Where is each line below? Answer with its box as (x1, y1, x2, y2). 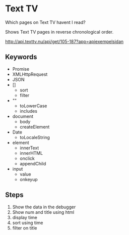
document (12, 113, 34, 119)
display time (12, 214, 37, 220)
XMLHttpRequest (12, 71, 48, 77)
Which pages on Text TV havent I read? (5, 19, 86, 25)
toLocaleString (19, 134, 50, 140)
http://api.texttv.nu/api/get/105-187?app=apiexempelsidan (5, 38, 124, 45)
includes (19, 108, 38, 114)
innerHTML (19, 150, 43, 156)
